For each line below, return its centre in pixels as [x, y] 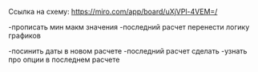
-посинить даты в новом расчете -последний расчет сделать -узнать [128, 51]
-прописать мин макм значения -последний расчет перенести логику [129, 27]
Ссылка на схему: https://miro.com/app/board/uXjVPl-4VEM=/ [113, 12]
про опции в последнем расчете [64, 60]
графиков [25, 36]
